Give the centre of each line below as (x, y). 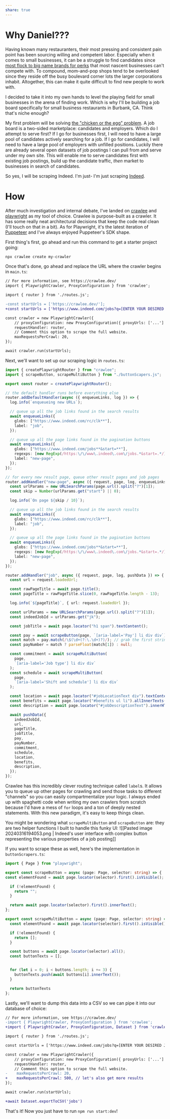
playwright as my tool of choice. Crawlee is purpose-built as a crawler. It (81, 216)
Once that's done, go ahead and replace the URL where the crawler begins (83, 266)
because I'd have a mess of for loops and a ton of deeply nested (73, 807)
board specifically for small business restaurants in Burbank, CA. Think (79, 108)
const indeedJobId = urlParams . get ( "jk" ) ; (55, 617)
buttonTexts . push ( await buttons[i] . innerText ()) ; (68, 975)
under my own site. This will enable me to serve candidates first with (77, 155)
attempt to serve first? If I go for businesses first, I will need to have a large (83, 134)
